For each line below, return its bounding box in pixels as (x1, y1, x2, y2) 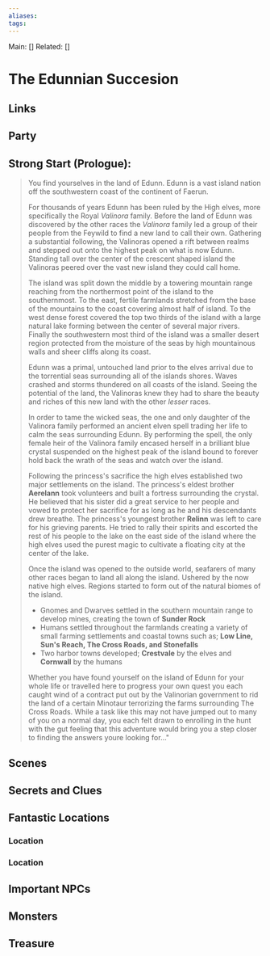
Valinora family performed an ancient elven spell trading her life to (27, 421, 248, 431)
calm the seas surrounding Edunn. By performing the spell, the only (27, 430, 252, 440)
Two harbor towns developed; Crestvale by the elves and (39, 648, 232, 659)
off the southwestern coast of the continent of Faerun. (27, 187, 209, 196)
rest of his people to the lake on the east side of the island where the (27, 531, 256, 541)
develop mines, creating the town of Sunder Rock (39, 614, 206, 624)
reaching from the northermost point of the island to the (27, 287, 214, 297)
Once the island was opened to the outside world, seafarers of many (27, 564, 256, 574)
